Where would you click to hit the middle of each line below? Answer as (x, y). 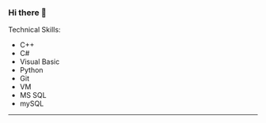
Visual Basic (40, 61)
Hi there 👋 (28, 13)
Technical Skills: (34, 30)
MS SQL (33, 95)
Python (31, 70)
